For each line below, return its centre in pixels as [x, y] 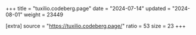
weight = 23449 [43, 15]
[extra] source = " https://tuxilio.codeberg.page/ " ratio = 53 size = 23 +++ [96, 26]
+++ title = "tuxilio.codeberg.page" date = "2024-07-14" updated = [88, 8]
